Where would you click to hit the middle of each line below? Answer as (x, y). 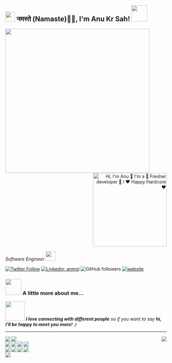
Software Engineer (25, 259)
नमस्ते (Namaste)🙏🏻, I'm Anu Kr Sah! (73, 19)
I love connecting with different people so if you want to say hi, (93, 319)
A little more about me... (53, 293)
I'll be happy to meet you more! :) (41, 325)
